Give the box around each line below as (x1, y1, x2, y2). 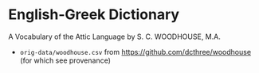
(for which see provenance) (19, 56, 112, 65)
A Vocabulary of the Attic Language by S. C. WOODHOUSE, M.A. (8, 32, 221, 41)
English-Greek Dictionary (8, 6, 180, 24)
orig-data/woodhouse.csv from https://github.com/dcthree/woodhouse (19, 47, 252, 56)
